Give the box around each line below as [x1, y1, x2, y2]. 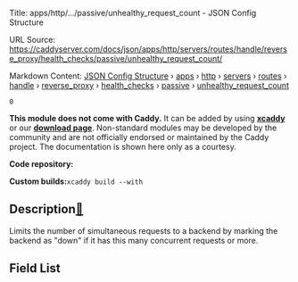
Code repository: [9, 159, 74, 169]
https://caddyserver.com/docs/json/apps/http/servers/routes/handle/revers [9, 44, 288, 54]
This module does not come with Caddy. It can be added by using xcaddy [9, 113, 286, 123]
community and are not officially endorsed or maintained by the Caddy [9, 132, 269, 142]
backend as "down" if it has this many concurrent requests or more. [9, 235, 259, 245]
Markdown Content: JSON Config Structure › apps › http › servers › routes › [9, 70, 287, 81]
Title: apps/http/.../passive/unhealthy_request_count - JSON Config [9, 8, 257, 18]
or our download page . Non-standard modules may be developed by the [9, 122, 277, 133]
